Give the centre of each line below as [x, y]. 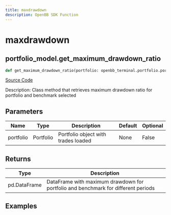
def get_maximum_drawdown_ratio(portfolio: [52, 70]
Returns [18, 159]
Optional [152, 126]
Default [128, 126]
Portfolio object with [82, 135]
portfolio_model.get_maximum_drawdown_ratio [83, 59]
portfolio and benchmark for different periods [101, 188]
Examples [21, 206]
